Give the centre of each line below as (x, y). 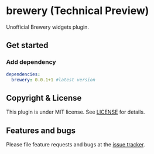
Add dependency (31, 62)
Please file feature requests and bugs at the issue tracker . (76, 144)
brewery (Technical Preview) (78, 11)
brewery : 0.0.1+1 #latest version (53, 80)
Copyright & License (44, 98)
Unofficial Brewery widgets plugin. (48, 27)
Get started (27, 45)
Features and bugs (41, 130)
